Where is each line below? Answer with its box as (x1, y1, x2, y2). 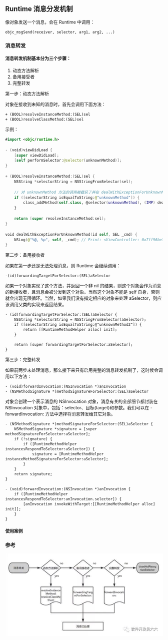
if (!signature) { (14, 437, 52, 442)
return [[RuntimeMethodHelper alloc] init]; (23, 327, 117, 332)
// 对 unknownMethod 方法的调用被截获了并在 (14, 190, 99, 195)
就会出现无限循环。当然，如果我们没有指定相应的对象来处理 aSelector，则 (5, 295, 157, 301)
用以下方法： (5, 373, 31, 379)
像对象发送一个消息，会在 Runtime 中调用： (5, 19, 95, 25)
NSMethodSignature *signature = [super (14, 427, 97, 432)
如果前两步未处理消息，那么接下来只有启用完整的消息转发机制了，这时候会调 (5, 367, 163, 373)
